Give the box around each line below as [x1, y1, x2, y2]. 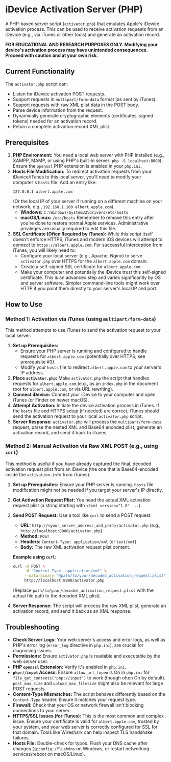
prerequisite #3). [20, 359, 56, 365]
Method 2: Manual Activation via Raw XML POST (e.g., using [5, 443, 158, 450]
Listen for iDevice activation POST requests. [12, 91, 106, 97]
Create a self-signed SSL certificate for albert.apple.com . [20, 263, 142, 270]
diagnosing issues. [12, 647, 53, 653]
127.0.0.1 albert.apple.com [12, 189, 72, 194]
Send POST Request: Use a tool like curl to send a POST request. [12, 512, 152, 518]
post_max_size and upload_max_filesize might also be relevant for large [12, 680, 163, 686]
